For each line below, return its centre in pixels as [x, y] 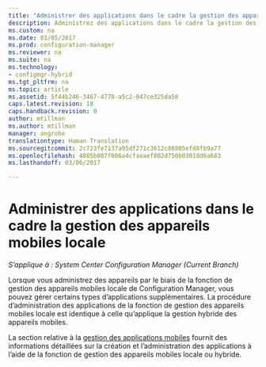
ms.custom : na [32, 30]
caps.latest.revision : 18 [51, 104]
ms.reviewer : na [35, 52]
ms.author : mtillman [42, 126]
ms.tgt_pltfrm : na [38, 82]
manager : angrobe [37, 133]
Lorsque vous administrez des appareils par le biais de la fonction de [120, 280]
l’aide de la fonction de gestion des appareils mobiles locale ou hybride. [125, 354]
